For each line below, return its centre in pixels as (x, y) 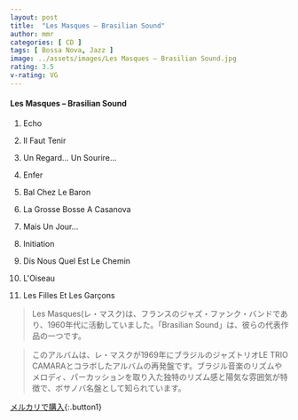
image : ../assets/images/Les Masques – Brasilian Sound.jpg (124, 59)
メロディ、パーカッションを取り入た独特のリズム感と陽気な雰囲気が (156, 376)
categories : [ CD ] (46, 42)
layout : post (34, 17)
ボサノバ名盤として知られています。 (121, 388)
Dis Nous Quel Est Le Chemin (77, 261)
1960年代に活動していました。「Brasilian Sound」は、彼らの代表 (165, 324)
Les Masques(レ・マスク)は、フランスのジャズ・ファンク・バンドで (156, 313)
